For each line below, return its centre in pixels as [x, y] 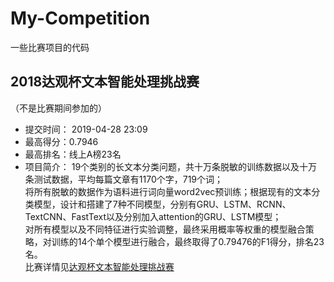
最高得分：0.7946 [61, 141]
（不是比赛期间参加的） [58, 108]
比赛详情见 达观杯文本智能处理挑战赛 [99, 266]
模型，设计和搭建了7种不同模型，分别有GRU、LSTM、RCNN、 [162, 204]
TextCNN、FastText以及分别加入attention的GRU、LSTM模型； [153, 216]
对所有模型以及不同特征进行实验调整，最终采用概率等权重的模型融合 [165, 229]
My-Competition [80, 18]
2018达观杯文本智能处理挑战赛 [105, 82]
